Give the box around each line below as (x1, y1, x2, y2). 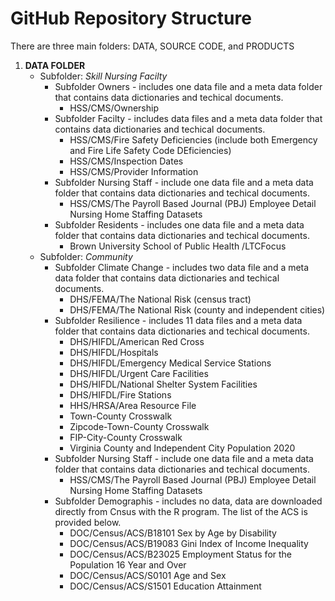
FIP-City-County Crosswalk (69, 431, 183, 443)
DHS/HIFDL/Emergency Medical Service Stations (69, 357, 272, 369)
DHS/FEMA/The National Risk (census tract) (69, 293, 252, 305)
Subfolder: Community (39, 250, 133, 262)
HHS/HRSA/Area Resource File (69, 399, 197, 411)
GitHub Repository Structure (10, 7, 252, 30)
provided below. (54, 516, 122, 528)
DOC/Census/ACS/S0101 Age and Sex (69, 569, 227, 581)
